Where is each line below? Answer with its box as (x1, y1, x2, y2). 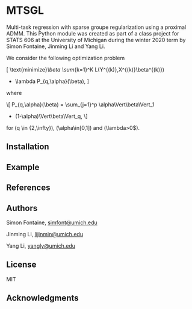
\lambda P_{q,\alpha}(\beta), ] (14, 78, 89, 85)
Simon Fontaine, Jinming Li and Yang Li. (6, 43, 105, 50)
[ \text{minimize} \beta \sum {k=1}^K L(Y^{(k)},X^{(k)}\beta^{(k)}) (6, 66, 164, 73)
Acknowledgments (6, 293, 79, 304)
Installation (6, 142, 49, 152)
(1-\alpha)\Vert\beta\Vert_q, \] (14, 112, 88, 120)
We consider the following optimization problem (6, 54, 125, 61)
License (6, 260, 37, 270)
